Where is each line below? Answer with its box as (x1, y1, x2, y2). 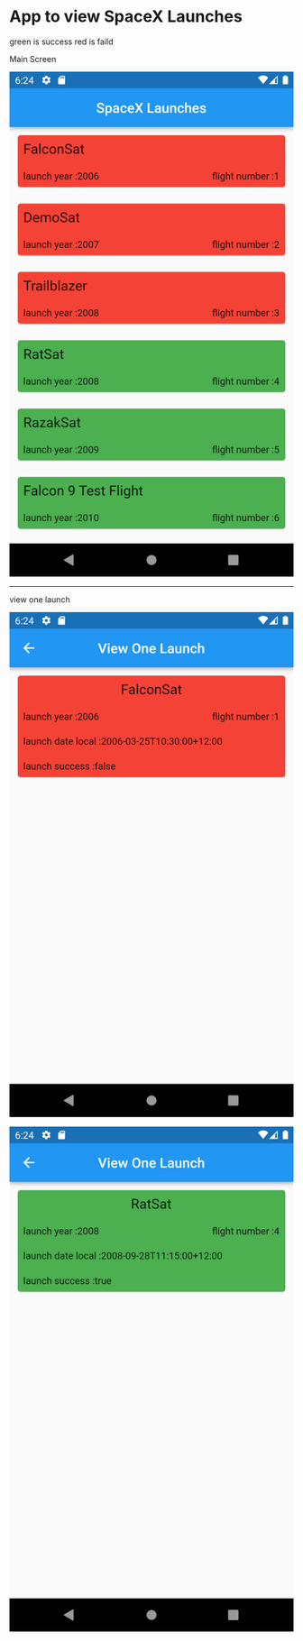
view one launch (9, 593, 70, 605)
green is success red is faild (9, 36, 115, 47)
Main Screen (9, 53, 57, 64)
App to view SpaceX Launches (9, 6, 243, 27)
